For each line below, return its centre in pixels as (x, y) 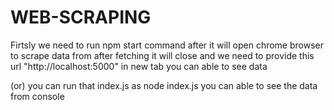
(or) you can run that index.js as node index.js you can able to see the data (164, 85)
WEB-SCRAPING (81, 17)
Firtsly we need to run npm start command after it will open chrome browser (167, 45)
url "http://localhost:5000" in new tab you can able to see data (139, 66)
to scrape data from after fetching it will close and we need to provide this (162, 55)
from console (37, 96)
